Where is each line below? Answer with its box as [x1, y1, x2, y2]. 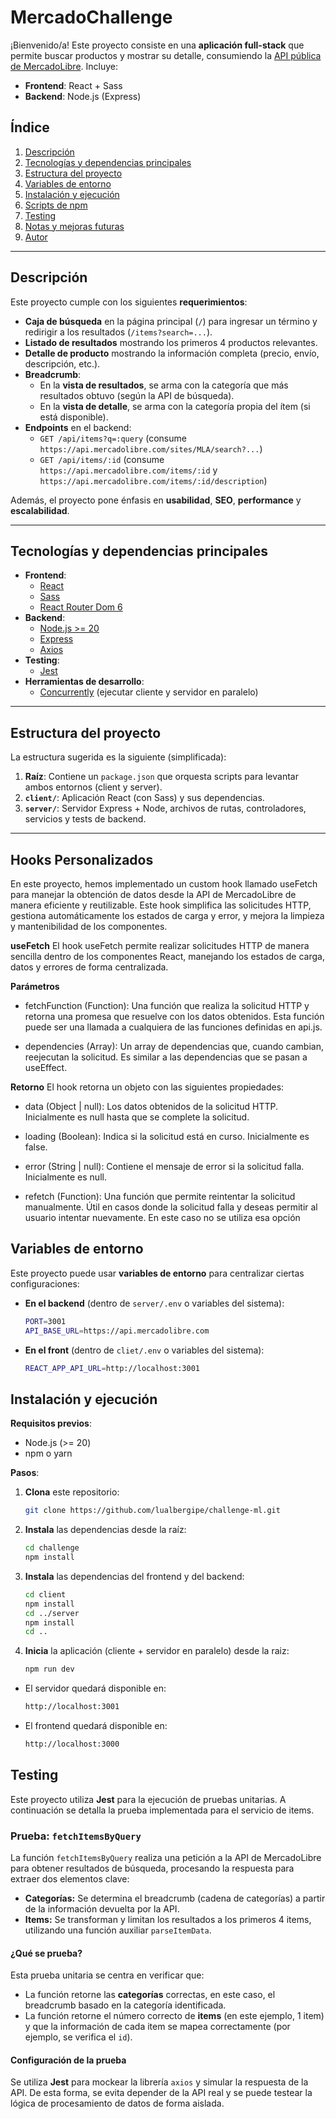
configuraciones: [10, 1277, 80, 1290]
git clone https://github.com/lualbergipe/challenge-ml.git [24, 1506, 281, 1516]
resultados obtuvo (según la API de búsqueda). [39, 389, 235, 401]
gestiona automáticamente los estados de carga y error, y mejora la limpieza [10, 910, 325, 921]
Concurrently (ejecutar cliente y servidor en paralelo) [39, 686, 259, 698]
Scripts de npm [24, 199, 88, 211]
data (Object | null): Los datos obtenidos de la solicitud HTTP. [24, 1101, 279, 1112]
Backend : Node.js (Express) [24, 90, 142, 102]
